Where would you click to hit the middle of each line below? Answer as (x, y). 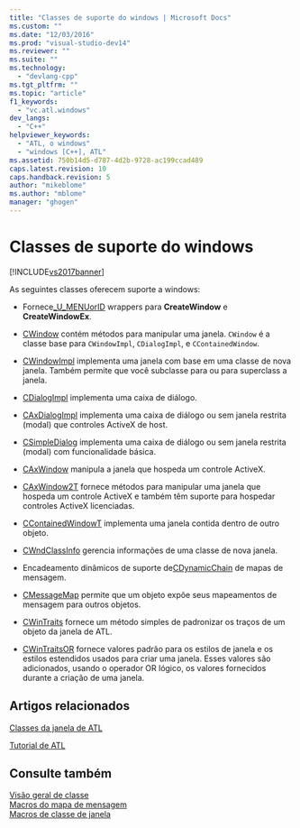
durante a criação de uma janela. (83, 677)
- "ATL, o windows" (54, 143)
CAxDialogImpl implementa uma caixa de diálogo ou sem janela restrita (154, 415)
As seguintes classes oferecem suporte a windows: (105, 289)
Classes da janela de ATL (56, 728)
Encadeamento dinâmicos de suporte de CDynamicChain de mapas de (153, 567)
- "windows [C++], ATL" (62, 152)
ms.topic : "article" (48, 93)
